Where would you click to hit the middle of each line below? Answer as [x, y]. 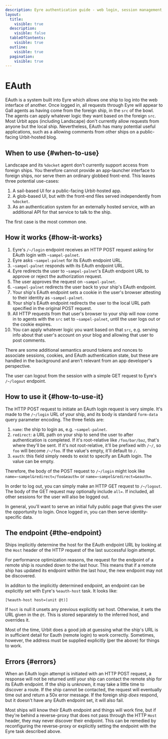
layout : [13, 15]
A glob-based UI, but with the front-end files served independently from [86, 196]
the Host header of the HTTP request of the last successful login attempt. [80, 550]
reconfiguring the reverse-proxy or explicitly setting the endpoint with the [81, 726]
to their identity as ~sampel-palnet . [48, 298]
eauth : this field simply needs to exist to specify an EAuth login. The [82, 456]
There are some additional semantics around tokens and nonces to [74, 350]
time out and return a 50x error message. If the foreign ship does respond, [82, 695]
